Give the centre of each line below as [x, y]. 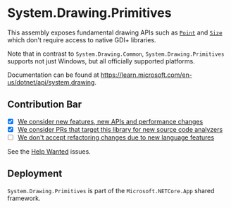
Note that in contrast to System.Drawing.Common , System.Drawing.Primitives [116, 54]
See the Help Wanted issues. [49, 151]
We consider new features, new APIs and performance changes [110, 121]
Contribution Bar [45, 105]
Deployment [35, 174]
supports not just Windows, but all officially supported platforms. [101, 61]
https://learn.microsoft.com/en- [146, 75]
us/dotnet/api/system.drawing [51, 82]
